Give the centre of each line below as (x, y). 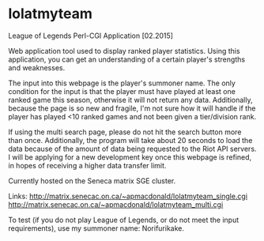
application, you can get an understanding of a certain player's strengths (127, 59)
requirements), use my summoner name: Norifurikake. (96, 228)
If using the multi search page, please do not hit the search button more (125, 132)
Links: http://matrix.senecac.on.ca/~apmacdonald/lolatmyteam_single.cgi (128, 196)
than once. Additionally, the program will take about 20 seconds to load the (130, 140)
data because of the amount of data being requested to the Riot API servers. (132, 149)
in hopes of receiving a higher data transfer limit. (87, 165)
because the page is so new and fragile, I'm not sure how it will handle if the (132, 108)
